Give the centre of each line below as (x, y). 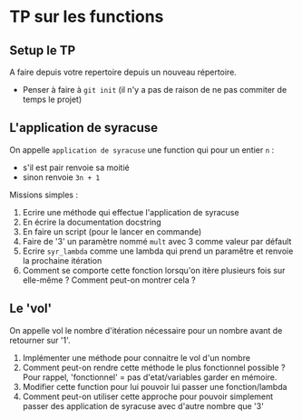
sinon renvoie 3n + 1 (61, 177)
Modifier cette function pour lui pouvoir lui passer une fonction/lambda (155, 386)
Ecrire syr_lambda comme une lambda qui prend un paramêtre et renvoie (158, 251)
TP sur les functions (87, 17)
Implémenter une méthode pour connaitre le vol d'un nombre (136, 357)
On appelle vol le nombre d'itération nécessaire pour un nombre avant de (146, 330)
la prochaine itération (62, 260)
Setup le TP (43, 50)
